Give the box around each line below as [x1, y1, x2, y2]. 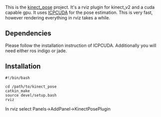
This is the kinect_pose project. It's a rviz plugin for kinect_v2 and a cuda [5, 4, 155, 10]
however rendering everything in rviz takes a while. [5, 15, 111, 20]
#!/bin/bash [5, 75, 30, 80]
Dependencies [5, 29, 51, 38]
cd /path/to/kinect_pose [5, 84, 57, 89]
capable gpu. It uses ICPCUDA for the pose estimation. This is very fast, [5, 9, 153, 15]
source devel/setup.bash [5, 93, 57, 98]
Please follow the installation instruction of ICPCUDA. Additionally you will [5, 42, 157, 48]
